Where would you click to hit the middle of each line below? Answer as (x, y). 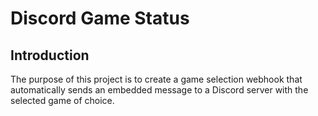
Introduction (50, 55)
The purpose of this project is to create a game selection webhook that (156, 79)
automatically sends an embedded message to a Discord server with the (159, 90)
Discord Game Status (100, 18)
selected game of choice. (62, 100)
